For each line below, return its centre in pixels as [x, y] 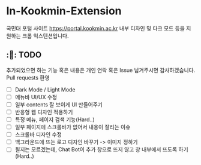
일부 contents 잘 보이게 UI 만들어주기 [59, 104]
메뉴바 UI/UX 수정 [36, 97]
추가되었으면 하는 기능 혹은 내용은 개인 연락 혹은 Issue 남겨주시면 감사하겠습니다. [101, 70]
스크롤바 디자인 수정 [38, 135]
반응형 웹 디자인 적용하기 [44, 112]
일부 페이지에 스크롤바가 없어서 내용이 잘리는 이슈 [73, 127]
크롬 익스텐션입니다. [45, 36]
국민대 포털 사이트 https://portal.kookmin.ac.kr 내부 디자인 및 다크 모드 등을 [95, 28]
